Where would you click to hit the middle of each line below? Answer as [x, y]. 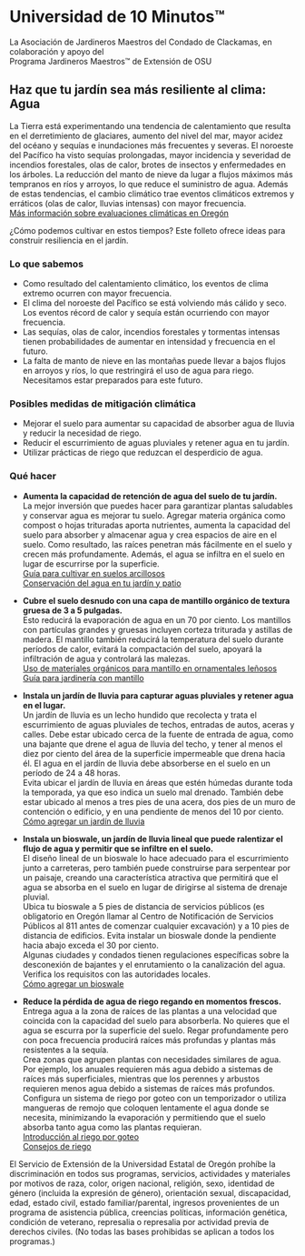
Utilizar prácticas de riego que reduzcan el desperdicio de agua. [143, 453]
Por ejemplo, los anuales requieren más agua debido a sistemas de [148, 1069]
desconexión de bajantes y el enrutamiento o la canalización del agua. [154, 964]
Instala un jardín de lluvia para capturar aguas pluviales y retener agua [158, 695]
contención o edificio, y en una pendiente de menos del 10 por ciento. [153, 811]
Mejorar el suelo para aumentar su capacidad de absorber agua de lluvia [158, 424]
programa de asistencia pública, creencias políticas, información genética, [148, 1212]
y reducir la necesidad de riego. [82, 433]
